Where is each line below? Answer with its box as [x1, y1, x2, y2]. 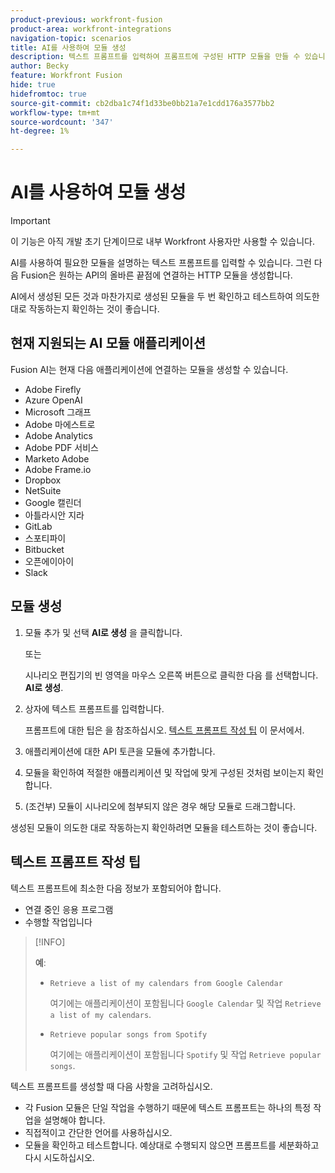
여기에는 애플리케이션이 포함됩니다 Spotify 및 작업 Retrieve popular [49, 1048, 322, 1060]
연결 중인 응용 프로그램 [24, 903, 114, 915]
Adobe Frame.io [24, 463, 92, 475]
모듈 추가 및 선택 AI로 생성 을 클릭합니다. [24, 626, 183, 638]
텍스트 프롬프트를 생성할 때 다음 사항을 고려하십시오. [10, 1080, 213, 1092]
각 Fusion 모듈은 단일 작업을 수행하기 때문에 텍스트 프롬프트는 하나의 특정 [24, 1101, 312, 1113]
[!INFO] [34, 936, 66, 948]
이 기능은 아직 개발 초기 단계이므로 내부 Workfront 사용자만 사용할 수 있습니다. [10, 236, 315, 248]
